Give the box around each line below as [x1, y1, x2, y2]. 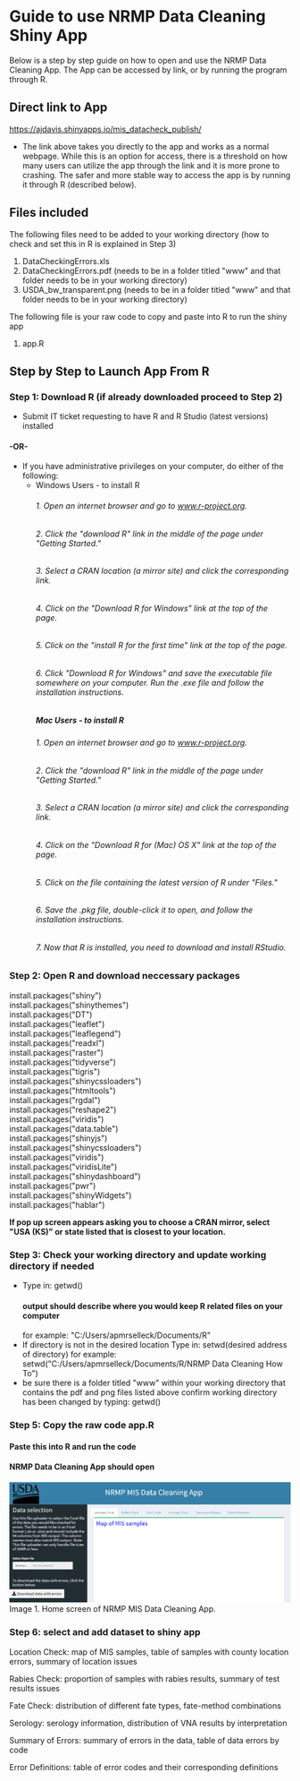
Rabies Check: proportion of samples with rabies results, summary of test [9, 1673, 280, 1684]
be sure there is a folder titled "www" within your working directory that [21, 1377, 286, 1389]
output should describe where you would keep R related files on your [21, 1300, 283, 1311]
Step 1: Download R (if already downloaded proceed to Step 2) [9, 390, 283, 403]
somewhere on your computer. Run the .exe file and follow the [35, 678, 265, 689]
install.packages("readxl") [9, 1037, 105, 1049]
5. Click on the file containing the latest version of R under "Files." [35, 877, 279, 887]
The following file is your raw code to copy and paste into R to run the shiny [9, 311, 287, 321]
